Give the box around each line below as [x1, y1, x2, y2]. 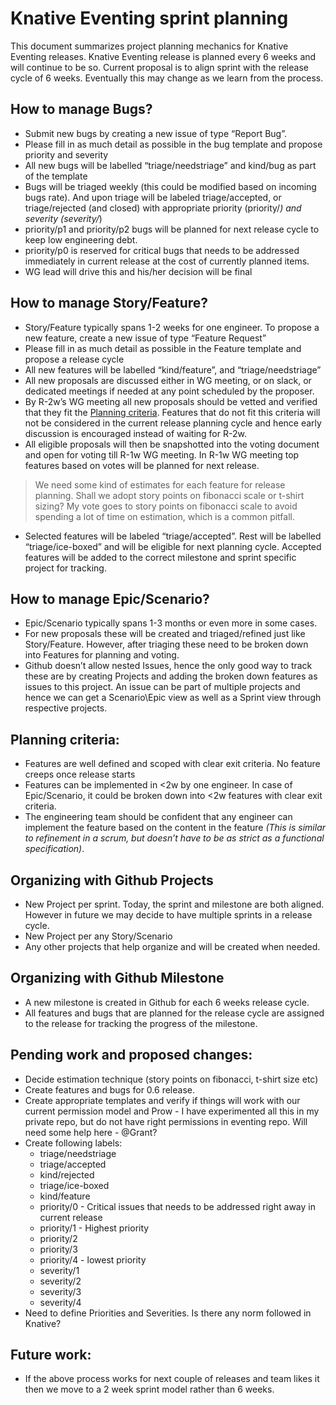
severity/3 [39, 1285, 82, 1297]
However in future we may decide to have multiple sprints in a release [24, 909, 313, 921]
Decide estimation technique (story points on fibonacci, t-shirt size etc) [24, 1073, 319, 1085]
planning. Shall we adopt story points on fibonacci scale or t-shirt [34, 489, 305, 501]
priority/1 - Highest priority [39, 1222, 150, 1234]
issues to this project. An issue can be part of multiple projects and [24, 681, 301, 693]
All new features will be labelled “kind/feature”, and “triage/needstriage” [24, 363, 322, 376]
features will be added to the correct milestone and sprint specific [24, 551, 297, 563]
